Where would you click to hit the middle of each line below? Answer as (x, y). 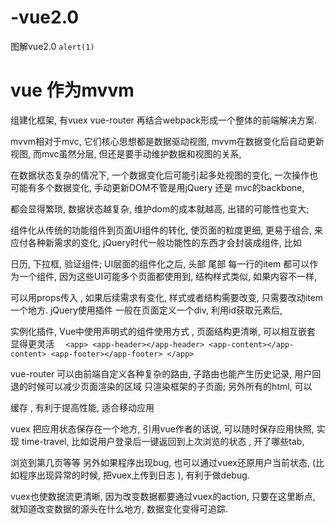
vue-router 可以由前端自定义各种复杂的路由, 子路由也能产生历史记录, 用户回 (166, 373)
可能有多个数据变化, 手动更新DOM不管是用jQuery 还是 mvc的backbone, (157, 187)
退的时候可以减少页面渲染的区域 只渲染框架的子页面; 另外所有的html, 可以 (161, 386)
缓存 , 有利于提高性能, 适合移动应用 (82, 407)
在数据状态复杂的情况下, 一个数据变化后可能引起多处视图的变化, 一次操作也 (164, 175)
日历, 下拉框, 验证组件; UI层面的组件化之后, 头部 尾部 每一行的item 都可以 (160, 263)
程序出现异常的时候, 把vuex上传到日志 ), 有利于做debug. (134, 475)
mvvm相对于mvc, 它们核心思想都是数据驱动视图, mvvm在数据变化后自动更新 (167, 141)
